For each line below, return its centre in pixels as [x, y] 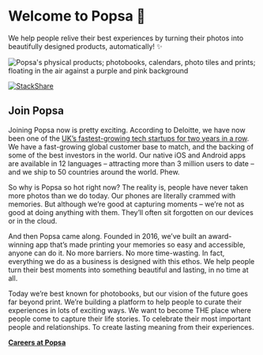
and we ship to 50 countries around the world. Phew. [94, 172]
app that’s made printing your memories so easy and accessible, [140, 244]
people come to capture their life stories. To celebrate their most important [130, 319]
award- [220, 236]
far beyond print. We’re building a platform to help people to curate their [125, 302]
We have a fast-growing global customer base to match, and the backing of [131, 146]
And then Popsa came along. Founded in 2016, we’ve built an [107, 236]
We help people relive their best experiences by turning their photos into [126, 38]
